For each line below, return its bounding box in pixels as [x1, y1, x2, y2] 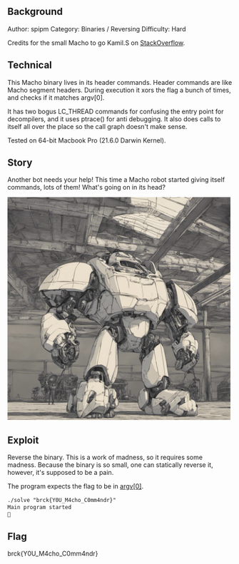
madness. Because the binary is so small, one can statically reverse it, [7, 461, 213, 469]
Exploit [7, 434, 39, 446]
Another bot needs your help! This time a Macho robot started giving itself [7, 175, 225, 184]
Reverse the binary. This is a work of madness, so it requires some [7, 453, 203, 462]
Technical [7, 59, 52, 71]
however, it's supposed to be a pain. [7, 468, 114, 477]
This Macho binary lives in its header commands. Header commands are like [7, 78, 233, 86]
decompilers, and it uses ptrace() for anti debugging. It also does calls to [7, 114, 221, 123]
